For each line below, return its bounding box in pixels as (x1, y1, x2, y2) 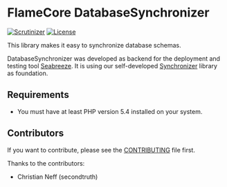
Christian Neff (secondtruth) (17, 173, 98, 181)
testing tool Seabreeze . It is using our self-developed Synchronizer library (7, 61, 218, 70)
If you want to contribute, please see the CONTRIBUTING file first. (7, 146, 196, 154)
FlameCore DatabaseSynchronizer (7, 5, 210, 21)
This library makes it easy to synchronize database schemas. (7, 41, 181, 49)
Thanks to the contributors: (7, 159, 85, 167)
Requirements (7, 89, 69, 101)
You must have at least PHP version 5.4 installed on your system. (17, 107, 203, 115)
